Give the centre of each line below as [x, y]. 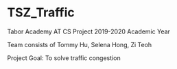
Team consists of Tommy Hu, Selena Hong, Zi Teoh [80, 44]
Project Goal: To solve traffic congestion [64, 58]
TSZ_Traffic [41, 13]
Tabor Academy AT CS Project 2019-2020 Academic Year [88, 31]
